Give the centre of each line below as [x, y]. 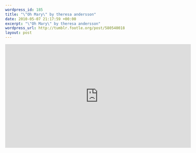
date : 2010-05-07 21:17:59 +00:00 [41, 19]
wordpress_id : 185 [24, 10]
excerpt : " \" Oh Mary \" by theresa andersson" [53, 24]
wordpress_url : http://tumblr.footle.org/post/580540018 [65, 28]
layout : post [19, 33]
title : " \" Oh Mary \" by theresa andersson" [51, 14]
